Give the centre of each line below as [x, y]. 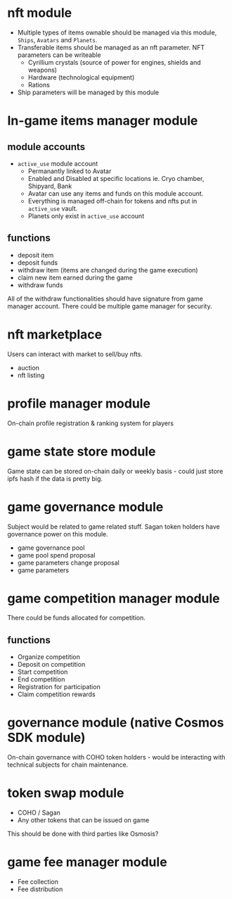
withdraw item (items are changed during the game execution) [108, 270]
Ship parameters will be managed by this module [88, 92]
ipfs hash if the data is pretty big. [55, 478]
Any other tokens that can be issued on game [83, 820]
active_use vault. [53, 208]
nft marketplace [55, 334]
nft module [40, 13]
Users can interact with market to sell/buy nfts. [75, 354]
